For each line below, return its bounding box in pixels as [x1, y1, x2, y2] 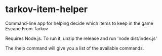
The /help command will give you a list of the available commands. [5, 45, 144, 51]
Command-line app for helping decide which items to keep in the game [5, 20, 153, 26]
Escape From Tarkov [5, 25, 48, 31]
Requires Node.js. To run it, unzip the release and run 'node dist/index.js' [5, 35, 157, 41]
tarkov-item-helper [5, 4, 88, 15]
